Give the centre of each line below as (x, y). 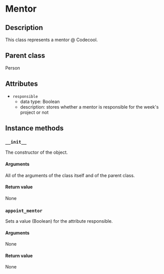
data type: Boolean (40, 101)
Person (13, 68)
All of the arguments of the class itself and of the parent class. (70, 175)
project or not (34, 112)
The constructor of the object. (37, 152)
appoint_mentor (24, 211)
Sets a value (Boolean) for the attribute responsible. (59, 221)
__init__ (16, 142)
